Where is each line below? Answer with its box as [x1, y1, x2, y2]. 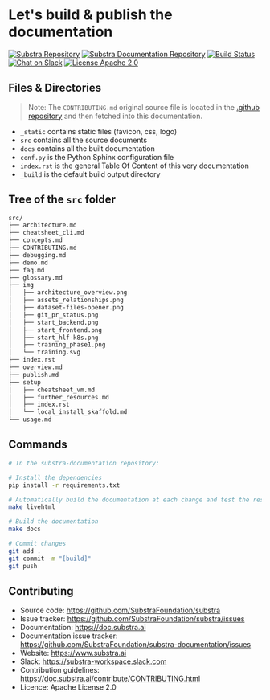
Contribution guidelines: [19, 665, 100, 675]
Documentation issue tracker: [19, 631, 118, 641]
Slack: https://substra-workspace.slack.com [19, 657, 167, 666]
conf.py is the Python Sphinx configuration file [19, 152, 174, 162]
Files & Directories [8, 81, 102, 95]
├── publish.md [8, 370, 59, 379]
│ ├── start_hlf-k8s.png [8, 334, 99, 342]
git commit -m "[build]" [8, 555, 92, 563]
